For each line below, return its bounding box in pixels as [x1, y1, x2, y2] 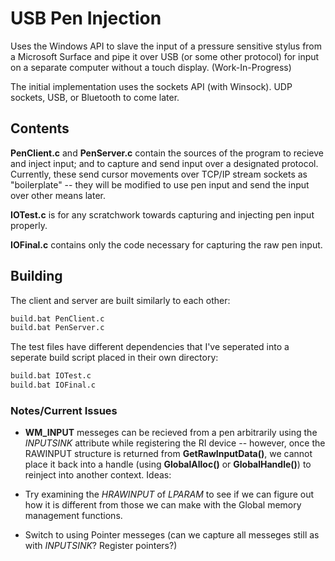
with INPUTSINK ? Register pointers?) [24, 540, 178, 552]
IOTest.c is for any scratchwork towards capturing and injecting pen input [10, 208, 315, 221]
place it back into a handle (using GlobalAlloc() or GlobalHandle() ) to [24, 458, 312, 471]
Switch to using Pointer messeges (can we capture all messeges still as [24, 529, 320, 541]
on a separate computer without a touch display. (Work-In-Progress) [10, 61, 292, 73]
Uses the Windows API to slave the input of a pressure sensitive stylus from [10, 40, 323, 52]
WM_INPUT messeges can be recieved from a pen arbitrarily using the [24, 427, 318, 439]
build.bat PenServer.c [10, 323, 105, 333]
